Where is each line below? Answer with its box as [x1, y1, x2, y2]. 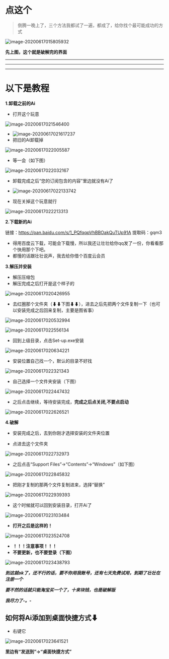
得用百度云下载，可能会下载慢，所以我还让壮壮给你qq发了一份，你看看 [12, 240, 159, 246]
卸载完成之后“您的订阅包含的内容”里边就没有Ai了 [12, 177, 114, 184]
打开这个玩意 [12, 111, 39, 117]
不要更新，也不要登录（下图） [12, 549, 74, 555]
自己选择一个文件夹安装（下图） [12, 378, 79, 384]
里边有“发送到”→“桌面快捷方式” [5, 648, 72, 654]
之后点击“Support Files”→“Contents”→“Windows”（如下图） [12, 461, 137, 467]
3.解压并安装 [5, 263, 32, 270]
